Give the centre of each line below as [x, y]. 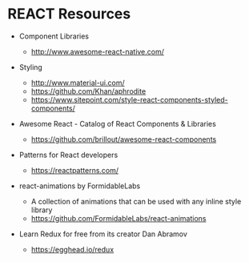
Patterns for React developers [68, 155]
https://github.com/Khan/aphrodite [88, 91]
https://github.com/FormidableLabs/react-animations [118, 218]
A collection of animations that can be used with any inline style [136, 201]
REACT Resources [69, 14]
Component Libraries [54, 36]
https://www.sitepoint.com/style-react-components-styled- [130, 99]
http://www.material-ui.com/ [78, 83]
